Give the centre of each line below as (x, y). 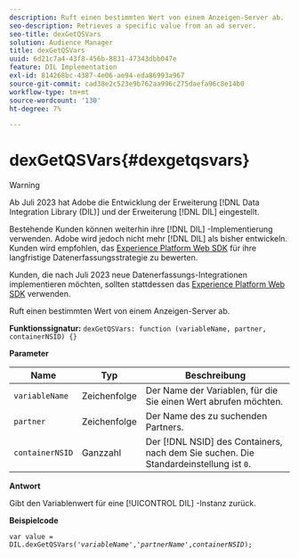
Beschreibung (216, 375)
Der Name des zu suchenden (206, 416)
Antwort (25, 486)
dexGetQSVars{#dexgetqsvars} (130, 160)
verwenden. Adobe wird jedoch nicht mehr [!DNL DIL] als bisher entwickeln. (148, 239)
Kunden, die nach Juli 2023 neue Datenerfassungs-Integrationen (128, 275)
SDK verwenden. (40, 294)
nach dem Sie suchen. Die (200, 453)
